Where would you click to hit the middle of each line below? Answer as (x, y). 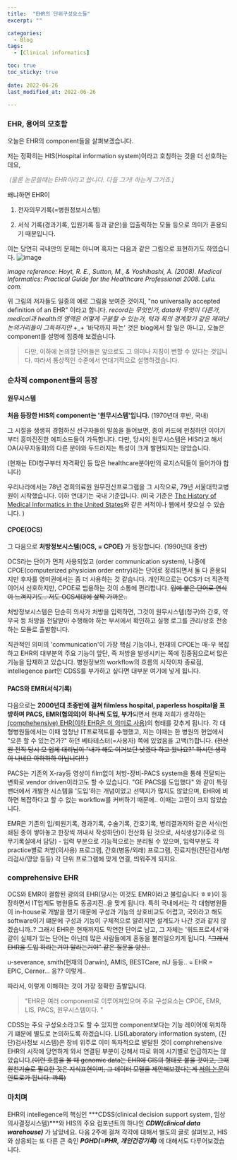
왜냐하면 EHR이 (29, 194)
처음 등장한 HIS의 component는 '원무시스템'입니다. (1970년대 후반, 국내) (108, 415)
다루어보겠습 (207, 1140)
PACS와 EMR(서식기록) (40, 688)
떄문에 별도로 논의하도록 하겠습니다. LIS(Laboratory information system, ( (118, 1033)
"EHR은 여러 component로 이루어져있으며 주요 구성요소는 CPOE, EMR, (123, 1000)
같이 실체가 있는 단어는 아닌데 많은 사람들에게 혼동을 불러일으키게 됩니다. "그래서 (118, 938)
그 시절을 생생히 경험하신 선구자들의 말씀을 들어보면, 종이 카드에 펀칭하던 (107, 430)
